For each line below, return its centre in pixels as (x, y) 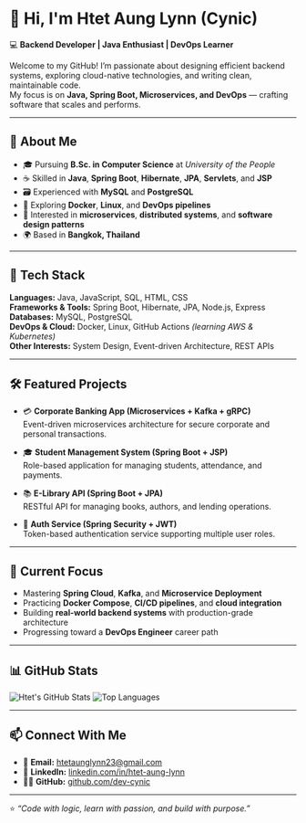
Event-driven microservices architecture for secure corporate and (146, 425)
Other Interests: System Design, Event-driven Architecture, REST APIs (142, 345)
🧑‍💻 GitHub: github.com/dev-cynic (87, 781)
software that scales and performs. (75, 104)
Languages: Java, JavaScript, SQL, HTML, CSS (99, 297)
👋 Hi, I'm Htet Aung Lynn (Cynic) (133, 19)
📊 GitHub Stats (54, 670)
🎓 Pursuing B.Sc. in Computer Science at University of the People (149, 164)
